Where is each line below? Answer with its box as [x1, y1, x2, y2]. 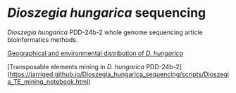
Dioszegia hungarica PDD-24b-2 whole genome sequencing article [7, 28, 203, 36]
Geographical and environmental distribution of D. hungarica [7, 49, 184, 57]
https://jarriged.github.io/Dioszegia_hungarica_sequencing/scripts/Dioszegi [9, 70, 229, 78]
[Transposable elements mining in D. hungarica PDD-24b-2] [7, 62, 182, 71]
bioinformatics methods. [7, 35, 78, 43]
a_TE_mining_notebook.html [7, 77, 89, 85]
